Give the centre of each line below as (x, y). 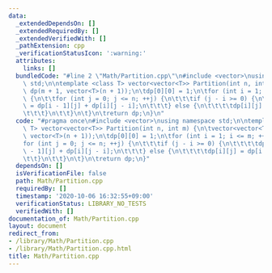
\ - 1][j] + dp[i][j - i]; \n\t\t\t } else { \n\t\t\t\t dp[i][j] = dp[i (143, 151)
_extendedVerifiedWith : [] (61, 38)
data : (17, 16)
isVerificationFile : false (61, 174)
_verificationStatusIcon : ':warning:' (81, 53)
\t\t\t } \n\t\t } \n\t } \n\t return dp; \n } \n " (93, 114)
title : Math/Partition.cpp (54, 256)
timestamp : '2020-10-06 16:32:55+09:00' (85, 196)
